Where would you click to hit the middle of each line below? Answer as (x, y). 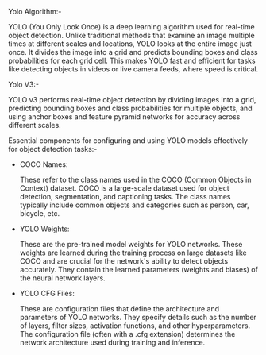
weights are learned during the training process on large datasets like (133, 253)
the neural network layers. (62, 278)
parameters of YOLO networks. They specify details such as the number (138, 317)
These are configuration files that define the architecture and (120, 309)
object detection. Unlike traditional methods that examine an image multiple (132, 35)
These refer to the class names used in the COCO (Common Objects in (135, 179)
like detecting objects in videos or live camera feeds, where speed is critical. (133, 69)
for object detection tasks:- (53, 149)
